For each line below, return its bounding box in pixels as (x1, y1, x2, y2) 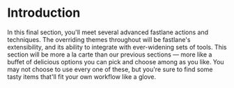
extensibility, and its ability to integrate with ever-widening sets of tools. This (7, 43, 228, 51)
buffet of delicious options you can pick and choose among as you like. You (7, 57, 224, 66)
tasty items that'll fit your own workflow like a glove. (7, 72, 157, 81)
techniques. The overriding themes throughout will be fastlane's (7, 35, 191, 43)
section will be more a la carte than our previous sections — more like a (7, 50, 212, 59)
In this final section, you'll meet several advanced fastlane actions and (7, 28, 209, 36)
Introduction (7, 5, 81, 21)
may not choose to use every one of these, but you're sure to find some (7, 65, 213, 73)
